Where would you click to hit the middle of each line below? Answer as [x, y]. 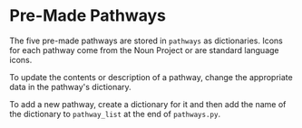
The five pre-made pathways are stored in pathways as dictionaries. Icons [146, 41]
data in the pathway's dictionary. [70, 87]
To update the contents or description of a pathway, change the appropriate [151, 77]
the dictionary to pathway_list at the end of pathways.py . [115, 114]
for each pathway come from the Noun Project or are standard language [144, 50]
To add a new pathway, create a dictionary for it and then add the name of [148, 104]
